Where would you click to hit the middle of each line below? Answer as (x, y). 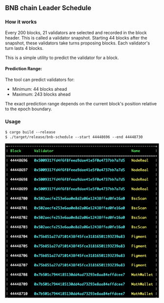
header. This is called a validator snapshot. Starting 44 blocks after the (76, 38)
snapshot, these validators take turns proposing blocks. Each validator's (78, 43)
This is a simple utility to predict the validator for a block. (62, 58)
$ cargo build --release (30, 132)
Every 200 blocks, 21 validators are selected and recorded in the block (76, 32)
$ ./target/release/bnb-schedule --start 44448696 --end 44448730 (74, 137)
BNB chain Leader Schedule (48, 8)
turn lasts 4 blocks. (24, 48)
